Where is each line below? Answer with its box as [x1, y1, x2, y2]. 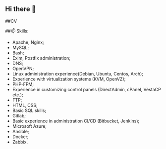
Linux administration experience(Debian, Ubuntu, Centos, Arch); [12, 71, 144, 76]
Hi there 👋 [5, 5, 36, 13]
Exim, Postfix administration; [12, 55, 71, 61]
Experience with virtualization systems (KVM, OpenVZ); [12, 76, 126, 82]
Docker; [12, 134, 29, 140]
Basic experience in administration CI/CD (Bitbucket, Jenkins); [12, 118, 140, 124]
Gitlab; [12, 112, 26, 118]
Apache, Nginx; [12, 39, 45, 45]
